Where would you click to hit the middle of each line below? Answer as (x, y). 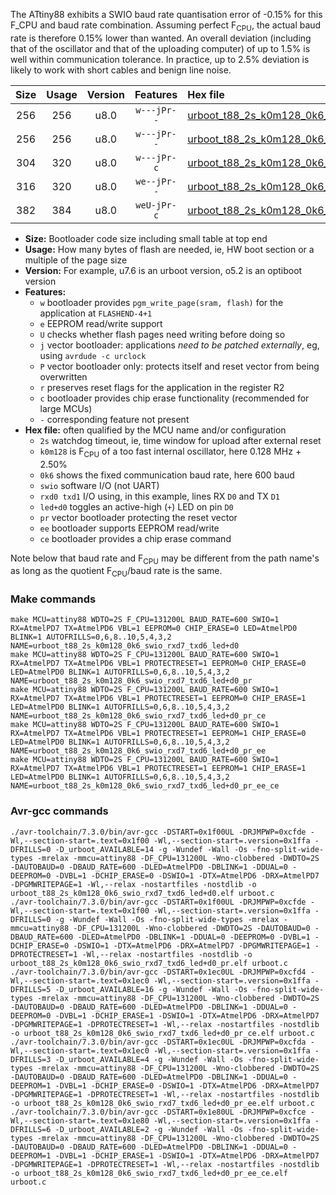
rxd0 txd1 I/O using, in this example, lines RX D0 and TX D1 (159, 496)
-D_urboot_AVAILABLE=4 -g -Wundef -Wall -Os (149, 1059)
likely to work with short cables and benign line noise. (121, 70)
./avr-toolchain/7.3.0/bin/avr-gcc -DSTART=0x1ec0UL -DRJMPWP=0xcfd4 (158, 972)
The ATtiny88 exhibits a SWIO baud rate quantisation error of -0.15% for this (166, 14)
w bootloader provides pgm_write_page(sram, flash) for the (161, 302)
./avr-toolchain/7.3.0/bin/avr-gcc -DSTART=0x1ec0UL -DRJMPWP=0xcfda (158, 1042)
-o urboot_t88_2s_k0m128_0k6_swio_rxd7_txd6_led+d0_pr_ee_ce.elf (149, 1173)
